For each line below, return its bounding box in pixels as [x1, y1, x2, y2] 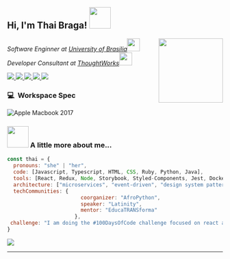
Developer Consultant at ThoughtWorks [7, 59, 120, 67]
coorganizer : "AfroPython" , [80, 194, 161, 201]
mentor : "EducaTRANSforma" [80, 207, 157, 214]
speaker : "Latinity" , [80, 200, 142, 208]
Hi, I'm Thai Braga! [7, 20, 88, 32]
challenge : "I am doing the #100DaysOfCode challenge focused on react [10, 220, 219, 227]
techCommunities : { [13, 188, 69, 195]
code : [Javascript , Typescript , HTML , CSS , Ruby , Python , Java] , [13, 169, 204, 175]
